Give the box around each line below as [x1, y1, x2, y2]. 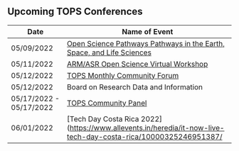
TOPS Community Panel [66, 98, 147, 108]
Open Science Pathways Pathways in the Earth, [66, 38, 225, 48]
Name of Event [122, 26, 174, 36]
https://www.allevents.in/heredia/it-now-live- [70, 123, 225, 133]
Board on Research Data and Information [66, 82, 203, 91]
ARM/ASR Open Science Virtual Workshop [66, 59, 208, 69]
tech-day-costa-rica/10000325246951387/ [66, 131, 223, 141]
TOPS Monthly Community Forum [66, 70, 179, 80]
